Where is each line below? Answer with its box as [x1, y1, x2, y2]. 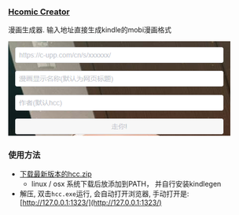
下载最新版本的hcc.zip [19, 169, 92, 179]
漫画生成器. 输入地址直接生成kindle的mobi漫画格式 [8, 25, 172, 35]
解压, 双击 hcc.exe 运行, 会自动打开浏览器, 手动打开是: [19, 188, 189, 198]
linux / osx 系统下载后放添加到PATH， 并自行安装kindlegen [31, 179, 222, 188]
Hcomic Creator [8, 6, 71, 17]
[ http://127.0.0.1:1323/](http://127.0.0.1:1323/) [19, 198, 163, 207]
